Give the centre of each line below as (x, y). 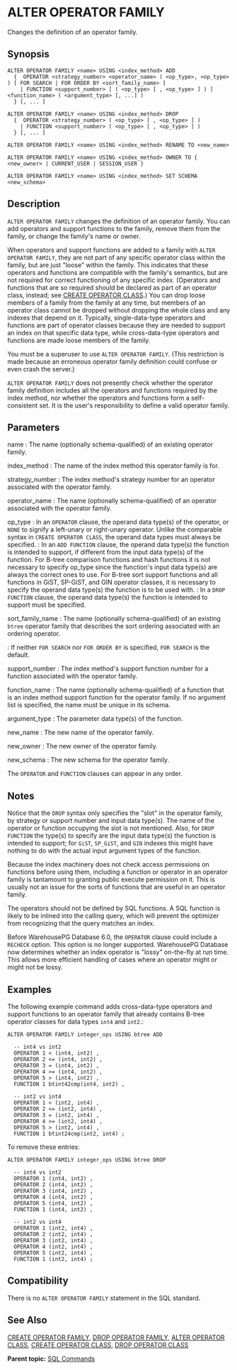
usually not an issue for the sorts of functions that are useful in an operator (116, 887)
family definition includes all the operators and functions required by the (112, 390)
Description (34, 204)
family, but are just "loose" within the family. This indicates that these (108, 265)
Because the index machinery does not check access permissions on (109, 865)
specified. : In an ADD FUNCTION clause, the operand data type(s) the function (118, 545)
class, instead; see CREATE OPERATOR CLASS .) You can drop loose (106, 295)
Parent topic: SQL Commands (51, 1359)
